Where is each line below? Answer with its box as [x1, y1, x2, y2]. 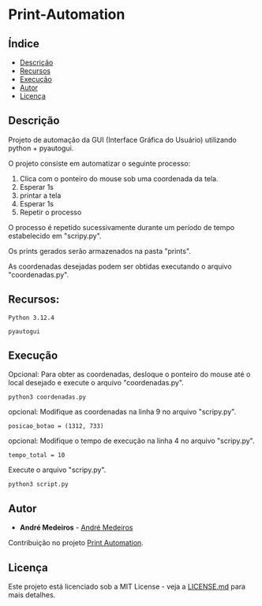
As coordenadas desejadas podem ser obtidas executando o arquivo [8, 262, 232, 271]
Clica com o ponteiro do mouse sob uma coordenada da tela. [19, 173, 219, 183]
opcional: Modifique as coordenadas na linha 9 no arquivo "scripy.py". [8, 407, 237, 417]
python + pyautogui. [8, 143, 74, 153]
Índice [8, 37, 39, 50]
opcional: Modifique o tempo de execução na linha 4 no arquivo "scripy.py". [8, 436, 255, 446]
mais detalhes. [8, 590, 56, 600]
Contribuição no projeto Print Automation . [8, 538, 144, 548]
